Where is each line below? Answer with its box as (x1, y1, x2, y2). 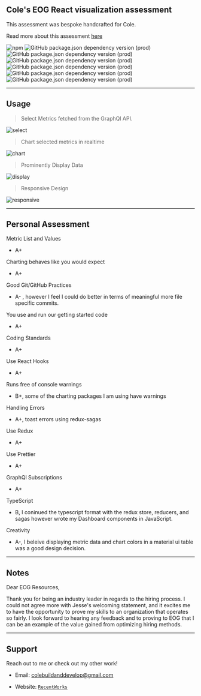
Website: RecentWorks (14, 683, 68, 691)
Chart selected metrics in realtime (20, 138, 105, 145)
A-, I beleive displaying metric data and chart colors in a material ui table (14, 538, 194, 545)
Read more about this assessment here (6, 32, 103, 40)
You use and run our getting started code (6, 311, 108, 319)
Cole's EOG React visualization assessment (6, 5, 172, 15)
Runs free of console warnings (6, 381, 82, 388)
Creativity (6, 527, 31, 534)
